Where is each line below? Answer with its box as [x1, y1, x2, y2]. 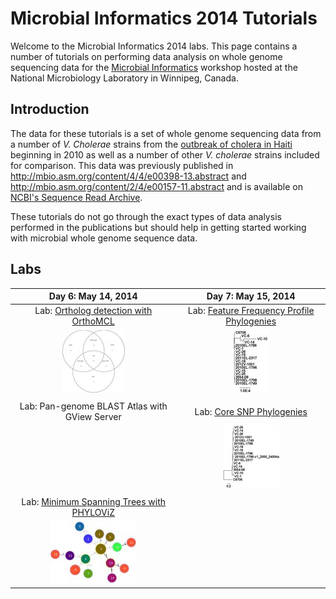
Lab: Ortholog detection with [34, 305, 153, 317]
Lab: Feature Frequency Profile [187, 305, 315, 317]
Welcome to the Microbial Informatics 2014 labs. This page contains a [10, 40, 298, 52]
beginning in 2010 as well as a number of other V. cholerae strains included [10, 148, 320, 161]
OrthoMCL [71, 315, 115, 327]
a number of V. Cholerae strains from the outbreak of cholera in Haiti [10, 138, 293, 150]
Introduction [10, 101, 90, 118]
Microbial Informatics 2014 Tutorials [10, 7, 318, 30]
